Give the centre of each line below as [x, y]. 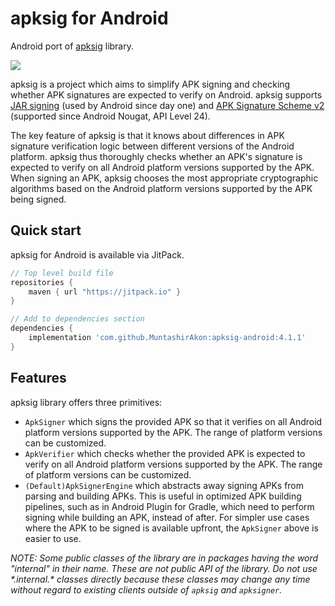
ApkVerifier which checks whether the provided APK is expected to [165, 453]
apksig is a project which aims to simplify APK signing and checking [150, 84]
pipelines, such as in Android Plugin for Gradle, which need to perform [169, 506]
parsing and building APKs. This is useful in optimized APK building [163, 496]
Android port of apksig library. [72, 46]
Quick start [46, 230]
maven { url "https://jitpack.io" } [105, 292]
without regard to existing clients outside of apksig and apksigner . [146, 589]
